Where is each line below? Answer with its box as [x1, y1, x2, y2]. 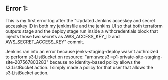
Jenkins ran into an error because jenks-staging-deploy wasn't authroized [5, 48, 159, 54]
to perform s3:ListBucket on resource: [5, 54, 84, 60]
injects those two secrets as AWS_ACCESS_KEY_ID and [5, 33, 120, 39]
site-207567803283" [5, 59, 49, 65]
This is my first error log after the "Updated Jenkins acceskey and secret [5, 17, 155, 23]
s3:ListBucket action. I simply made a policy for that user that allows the [5, 64, 154, 70]
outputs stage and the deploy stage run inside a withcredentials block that [5, 28, 158, 34]
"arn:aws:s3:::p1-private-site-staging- [84, 54, 163, 60]
